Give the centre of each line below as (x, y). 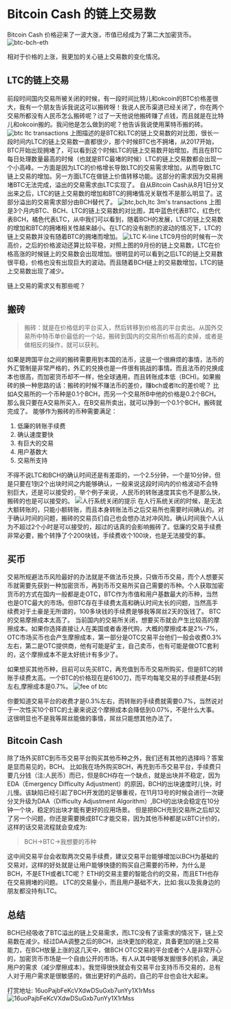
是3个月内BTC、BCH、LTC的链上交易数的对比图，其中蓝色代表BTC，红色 (111, 210)
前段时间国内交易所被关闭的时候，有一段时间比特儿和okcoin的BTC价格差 (110, 98)
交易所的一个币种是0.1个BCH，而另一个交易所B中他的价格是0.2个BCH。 (118, 393)
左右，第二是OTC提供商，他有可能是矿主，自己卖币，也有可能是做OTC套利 (113, 646)
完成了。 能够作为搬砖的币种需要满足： (62, 411)
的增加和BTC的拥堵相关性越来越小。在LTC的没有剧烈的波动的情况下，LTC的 (114, 228)
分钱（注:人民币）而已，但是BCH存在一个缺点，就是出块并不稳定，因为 (120, 775)
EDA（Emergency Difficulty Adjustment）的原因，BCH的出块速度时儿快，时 (114, 784)
